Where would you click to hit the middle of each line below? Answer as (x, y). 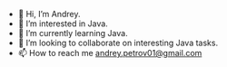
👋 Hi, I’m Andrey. (49, 14)
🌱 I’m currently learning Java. (73, 33)
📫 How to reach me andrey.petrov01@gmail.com (110, 53)
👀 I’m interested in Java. (63, 24)
